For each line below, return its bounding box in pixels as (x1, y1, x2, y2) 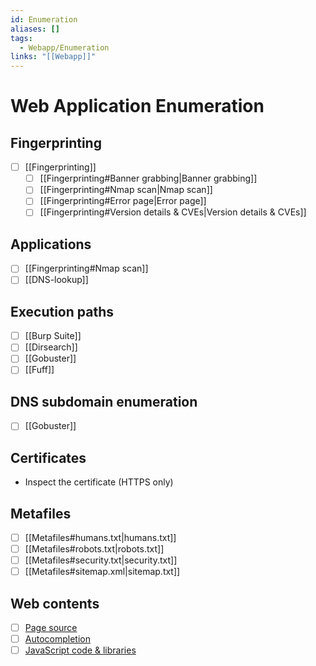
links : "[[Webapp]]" (10, 52, 97, 62)
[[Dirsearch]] (24, 341, 78, 353)
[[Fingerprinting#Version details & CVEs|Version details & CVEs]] (39, 206, 307, 218)
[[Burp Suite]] (24, 330, 82, 342)
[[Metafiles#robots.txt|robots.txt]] (24, 543, 165, 555)
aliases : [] (10, 24, 60, 34)
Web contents (10, 595, 100, 612)
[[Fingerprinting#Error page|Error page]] (39, 195, 207, 207)
